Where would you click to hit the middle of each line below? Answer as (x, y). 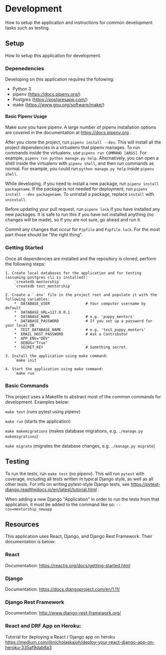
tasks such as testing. (27, 27)
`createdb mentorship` (38, 282)
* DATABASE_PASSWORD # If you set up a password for (83, 321)
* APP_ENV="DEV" (32, 338)
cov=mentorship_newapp (29, 509)
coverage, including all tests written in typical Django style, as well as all (79, 479)
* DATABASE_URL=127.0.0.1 (42, 312)
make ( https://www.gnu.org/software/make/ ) (58, 105)
